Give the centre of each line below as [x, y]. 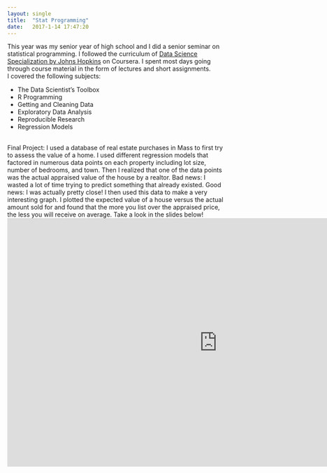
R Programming [40, 97]
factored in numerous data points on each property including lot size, [107, 163]
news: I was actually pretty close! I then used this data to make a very [107, 192]
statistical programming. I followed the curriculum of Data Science [102, 54]
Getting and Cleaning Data [56, 105]
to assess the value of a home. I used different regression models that [108, 155]
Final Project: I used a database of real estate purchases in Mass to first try [115, 148]
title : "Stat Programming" [48, 20]
